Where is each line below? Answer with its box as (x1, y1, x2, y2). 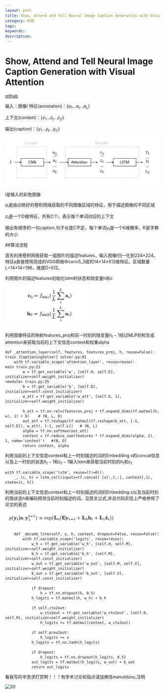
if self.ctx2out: (31, 606, 67, 611)
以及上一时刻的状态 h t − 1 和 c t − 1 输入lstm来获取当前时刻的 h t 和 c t (5, 459, 133, 466)
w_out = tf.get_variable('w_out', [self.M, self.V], (31, 562, 141, 566)
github (5, 93, 18, 99)
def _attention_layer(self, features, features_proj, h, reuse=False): (5, 350, 155, 355)
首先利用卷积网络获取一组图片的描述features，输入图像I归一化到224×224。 (5, 253, 158, 259)
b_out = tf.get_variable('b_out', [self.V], (31, 571, 124, 576)
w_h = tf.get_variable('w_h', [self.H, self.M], (31, 542, 133, 547)
